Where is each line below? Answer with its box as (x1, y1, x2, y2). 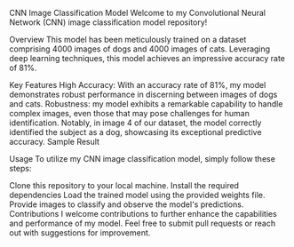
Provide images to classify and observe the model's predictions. (9, 199, 244, 210)
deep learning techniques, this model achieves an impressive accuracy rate (9, 53, 286, 63)
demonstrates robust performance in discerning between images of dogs (9, 89, 278, 100)
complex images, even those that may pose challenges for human (9, 108, 250, 118)
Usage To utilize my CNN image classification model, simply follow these (9, 154, 275, 163)
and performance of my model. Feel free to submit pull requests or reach (9, 218, 276, 228)
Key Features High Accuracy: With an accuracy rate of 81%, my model (9, 80, 266, 90)
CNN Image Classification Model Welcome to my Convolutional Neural (9, 8, 266, 18)
